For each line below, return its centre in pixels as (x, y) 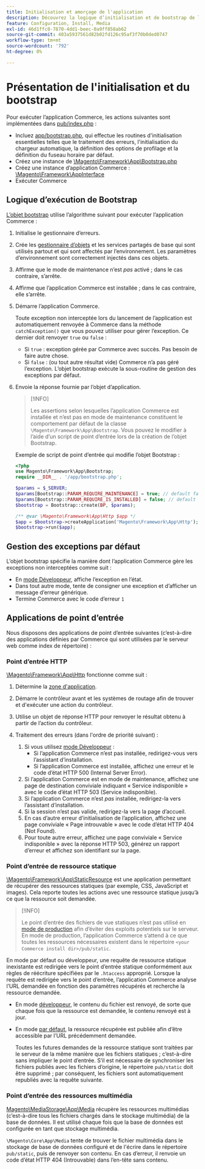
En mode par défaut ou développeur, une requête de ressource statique (96, 960)
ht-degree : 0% (24, 52)
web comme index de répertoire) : (49, 645)
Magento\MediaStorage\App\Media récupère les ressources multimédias (98, 1109)
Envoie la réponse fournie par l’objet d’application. (78, 387)
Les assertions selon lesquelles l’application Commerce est (105, 410)
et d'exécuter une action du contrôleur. (64, 705)
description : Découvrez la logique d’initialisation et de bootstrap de (101, 18)
